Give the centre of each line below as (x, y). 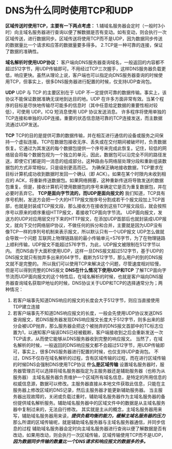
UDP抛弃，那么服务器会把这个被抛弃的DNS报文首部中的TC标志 (93, 326)
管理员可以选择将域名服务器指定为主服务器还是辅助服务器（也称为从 (93, 370)
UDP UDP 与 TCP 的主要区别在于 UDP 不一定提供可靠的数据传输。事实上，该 (86, 92)
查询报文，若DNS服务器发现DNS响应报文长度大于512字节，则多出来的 (86, 319)
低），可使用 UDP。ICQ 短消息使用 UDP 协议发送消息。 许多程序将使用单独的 (86, 111)
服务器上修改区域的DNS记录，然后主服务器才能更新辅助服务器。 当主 (85, 390)
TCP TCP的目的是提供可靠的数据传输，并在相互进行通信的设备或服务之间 (82, 135)
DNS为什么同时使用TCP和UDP (69, 11)
